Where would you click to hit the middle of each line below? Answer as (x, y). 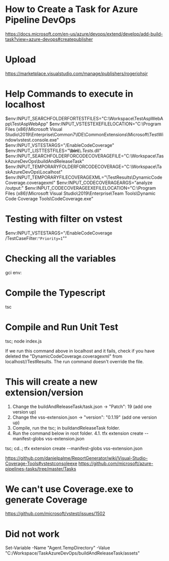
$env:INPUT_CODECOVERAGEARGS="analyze (104, 183)
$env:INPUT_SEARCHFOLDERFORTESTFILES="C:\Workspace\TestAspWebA (84, 118)
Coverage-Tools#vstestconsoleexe (41, 463)
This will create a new (52, 382)
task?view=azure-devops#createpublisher (49, 39)
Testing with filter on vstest (64, 219)
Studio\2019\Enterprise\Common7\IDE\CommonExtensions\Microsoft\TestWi (84, 134)
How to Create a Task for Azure (72, 9)
